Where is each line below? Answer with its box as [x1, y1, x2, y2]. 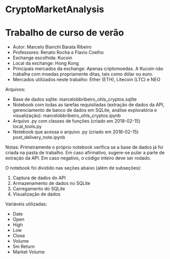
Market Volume [12, 249, 45, 255]
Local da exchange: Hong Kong [12, 60, 79, 66]
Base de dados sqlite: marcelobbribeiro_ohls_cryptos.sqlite [12, 96, 137, 103]
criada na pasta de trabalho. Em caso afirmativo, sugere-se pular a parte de [5, 150, 165, 156]
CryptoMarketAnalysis [5, 4, 105, 15]
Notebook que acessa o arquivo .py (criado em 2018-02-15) [12, 129, 139, 135]
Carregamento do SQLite [12, 185, 65, 192]
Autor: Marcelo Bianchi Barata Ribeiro [12, 44, 92, 50]
